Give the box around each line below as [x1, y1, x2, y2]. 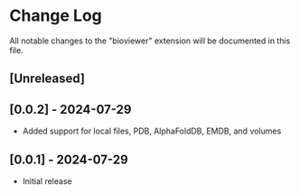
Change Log [9, 5, 102, 26]
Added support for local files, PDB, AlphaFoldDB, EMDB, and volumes [22, 125, 282, 136]
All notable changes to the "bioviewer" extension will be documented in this [9, 35, 291, 46]
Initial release [22, 175, 72, 186]
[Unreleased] [9, 71, 86, 87]
